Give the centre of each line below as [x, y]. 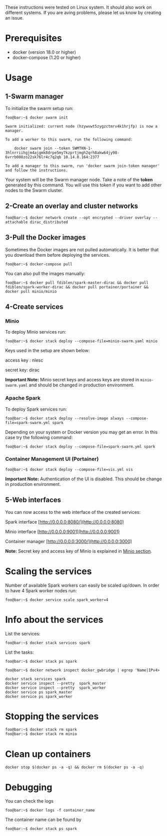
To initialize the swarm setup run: [39, 108]
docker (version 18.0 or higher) [44, 52]
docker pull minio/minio [31, 291]
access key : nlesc [24, 360]
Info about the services [54, 619]
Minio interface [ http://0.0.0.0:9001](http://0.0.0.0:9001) [62, 532]
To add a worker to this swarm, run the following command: [69, 139]
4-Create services [34, 307]
